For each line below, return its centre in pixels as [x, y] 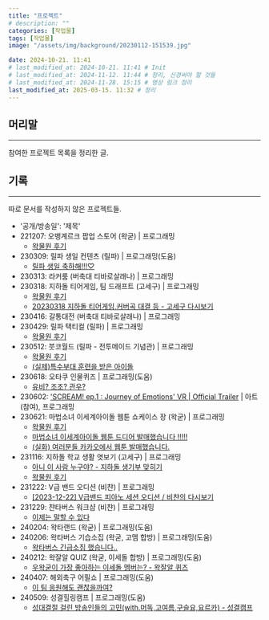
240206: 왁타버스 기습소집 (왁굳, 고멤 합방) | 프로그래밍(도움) [116, 537]
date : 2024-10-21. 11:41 [50, 60]
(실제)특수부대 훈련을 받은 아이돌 [82, 367]
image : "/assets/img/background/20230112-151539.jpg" [100, 46]
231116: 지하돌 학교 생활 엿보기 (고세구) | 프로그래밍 [100, 457]
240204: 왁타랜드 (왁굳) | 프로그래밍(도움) [86, 528]
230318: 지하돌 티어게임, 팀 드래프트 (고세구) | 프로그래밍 [109, 287]
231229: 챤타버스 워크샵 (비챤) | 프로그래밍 [87, 508]
